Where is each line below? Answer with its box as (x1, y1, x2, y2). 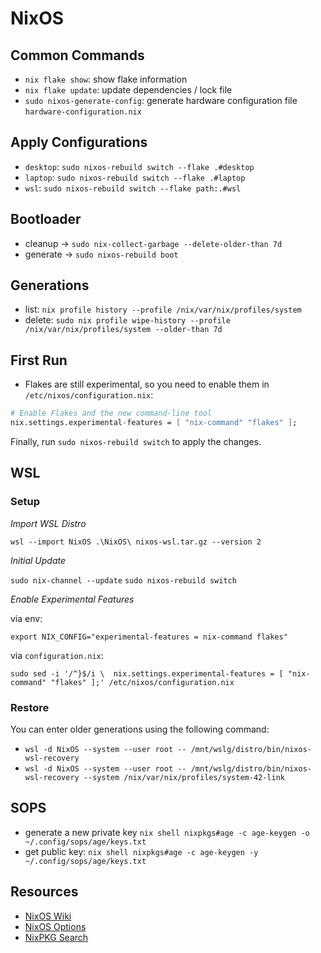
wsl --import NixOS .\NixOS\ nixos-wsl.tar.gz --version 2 (10, 537, 262, 547)
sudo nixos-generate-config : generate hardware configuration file (24, 95, 298, 106)
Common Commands (10, 47, 145, 64)
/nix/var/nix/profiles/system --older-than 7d (24, 325, 223, 335)
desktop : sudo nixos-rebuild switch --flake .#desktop (24, 160, 255, 172)
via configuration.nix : (10, 649, 104, 661)
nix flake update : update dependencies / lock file (24, 84, 233, 96)
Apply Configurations (10, 134, 148, 151)
